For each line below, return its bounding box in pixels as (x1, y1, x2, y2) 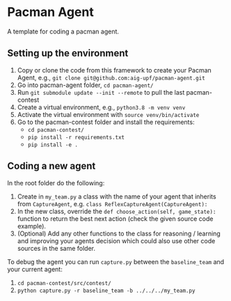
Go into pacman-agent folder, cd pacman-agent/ (17, 81, 154, 89)
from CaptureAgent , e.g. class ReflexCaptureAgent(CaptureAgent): (17, 199, 208, 208)
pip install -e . (27, 141, 79, 148)
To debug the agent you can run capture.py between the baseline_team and (7, 257, 225, 265)
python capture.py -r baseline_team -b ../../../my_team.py (17, 287, 196, 294)
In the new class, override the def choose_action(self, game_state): (17, 207, 216, 215)
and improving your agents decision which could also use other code (17, 236, 216, 245)
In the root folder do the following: (7, 178, 105, 187)
